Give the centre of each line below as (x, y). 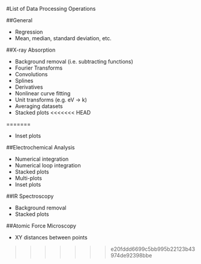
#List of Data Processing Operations (51, 9)
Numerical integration (42, 159)
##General (19, 20)
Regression (29, 32)
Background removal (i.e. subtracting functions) (74, 61)
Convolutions (31, 74)
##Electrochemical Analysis (40, 147)
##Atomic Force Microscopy (41, 226)
